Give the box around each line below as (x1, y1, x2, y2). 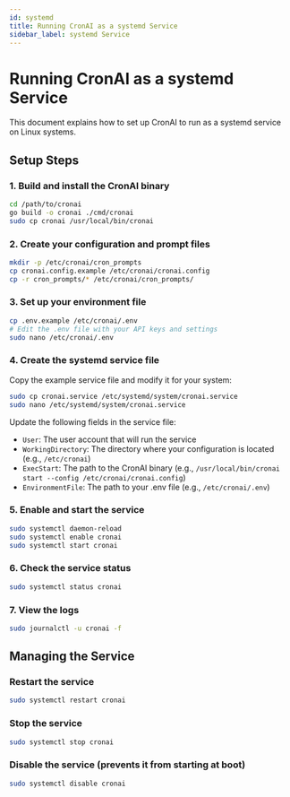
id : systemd (9, 13, 54, 22)
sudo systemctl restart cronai (9, 696, 126, 705)
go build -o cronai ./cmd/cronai (9, 208, 134, 217)
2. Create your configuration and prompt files (9, 238, 210, 250)
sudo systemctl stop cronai (9, 737, 115, 747)
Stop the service (9, 717, 83, 730)
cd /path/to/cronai (9, 200, 82, 209)
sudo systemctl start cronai (9, 541, 118, 550)
